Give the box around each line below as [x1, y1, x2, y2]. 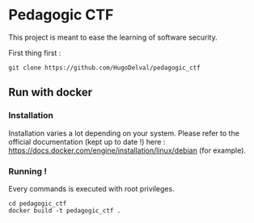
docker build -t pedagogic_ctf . [8, 206, 121, 215]
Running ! [8, 166, 47, 177]
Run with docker [8, 86, 93, 99]
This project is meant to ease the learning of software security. [8, 32, 218, 42]
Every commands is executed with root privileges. [8, 183, 176, 193]
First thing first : [8, 48, 61, 57]
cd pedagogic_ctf [8, 200, 67, 208]
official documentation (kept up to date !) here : [8, 137, 166, 146]
